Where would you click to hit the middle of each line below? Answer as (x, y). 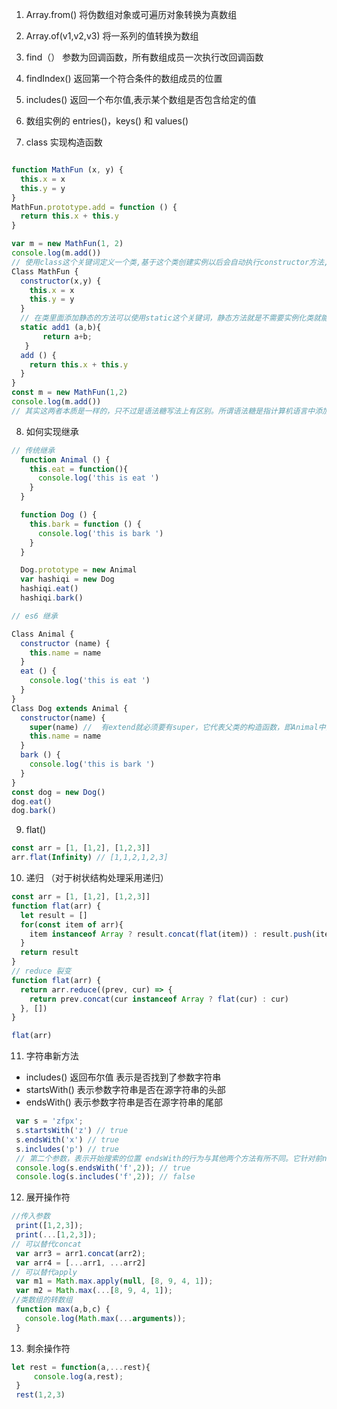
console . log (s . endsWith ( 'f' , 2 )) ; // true (103, 1168)
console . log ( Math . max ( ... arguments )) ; (105, 1318)
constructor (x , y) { (61, 281)
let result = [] (54, 915)
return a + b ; (67, 336)
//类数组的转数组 (42, 1300)
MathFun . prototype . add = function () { (94, 207)
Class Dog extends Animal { (70, 708)
